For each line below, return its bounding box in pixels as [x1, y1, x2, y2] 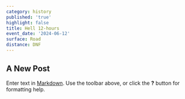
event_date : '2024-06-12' [6, 31, 70, 37]
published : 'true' [6, 14, 52, 20]
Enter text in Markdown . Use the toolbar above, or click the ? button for [6, 79, 180, 87]
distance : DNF [6, 42, 42, 48]
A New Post [6, 63, 50, 74]
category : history [6, 8, 52, 15]
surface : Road [6, 36, 42, 42]
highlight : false [6, 20, 49, 25]
